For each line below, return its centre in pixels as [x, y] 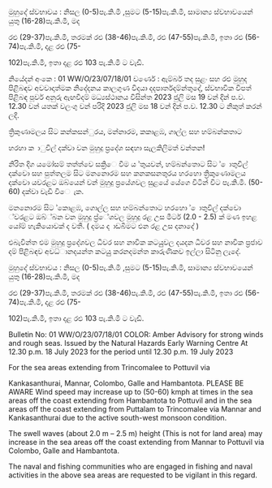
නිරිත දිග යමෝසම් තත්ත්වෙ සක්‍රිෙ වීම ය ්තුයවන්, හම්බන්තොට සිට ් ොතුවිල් [128, 164]
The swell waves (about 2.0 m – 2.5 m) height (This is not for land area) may [136, 433]
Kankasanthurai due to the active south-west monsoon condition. [118, 418]
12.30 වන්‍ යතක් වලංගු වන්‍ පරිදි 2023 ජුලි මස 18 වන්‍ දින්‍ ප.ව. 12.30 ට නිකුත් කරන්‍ [135, 106]
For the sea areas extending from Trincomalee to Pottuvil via [110, 367]
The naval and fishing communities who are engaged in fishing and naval [131, 466]
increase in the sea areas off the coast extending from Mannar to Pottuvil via [136, 442]
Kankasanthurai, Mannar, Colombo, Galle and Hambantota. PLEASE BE [126, 383]
